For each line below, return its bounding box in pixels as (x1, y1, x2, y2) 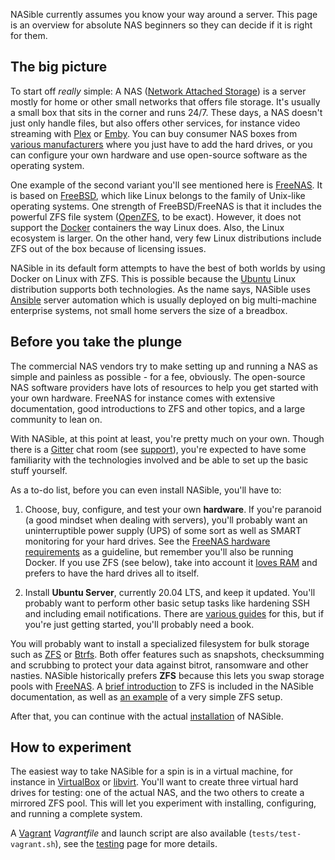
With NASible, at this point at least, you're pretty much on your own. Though (10, 432, 325, 444)
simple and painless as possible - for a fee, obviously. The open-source (10, 370, 306, 383)
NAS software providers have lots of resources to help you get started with (10, 381, 319, 393)
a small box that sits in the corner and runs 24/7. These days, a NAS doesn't (10, 106, 323, 118)
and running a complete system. (10, 808, 143, 820)
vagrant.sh (10, 840, 56, 850)
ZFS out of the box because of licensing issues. (10, 242, 207, 254)
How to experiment (10, 739, 132, 756)
